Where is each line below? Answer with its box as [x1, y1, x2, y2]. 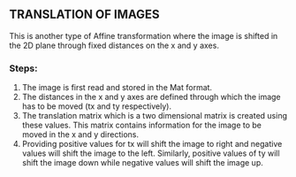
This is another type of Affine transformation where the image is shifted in [9, 30, 278, 41]
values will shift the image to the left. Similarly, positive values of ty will [21, 148, 280, 158]
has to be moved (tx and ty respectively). [21, 101, 172, 112]
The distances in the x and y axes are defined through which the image [21, 92, 281, 103]
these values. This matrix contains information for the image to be [21, 119, 262, 131]
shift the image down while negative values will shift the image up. [21, 158, 263, 168]
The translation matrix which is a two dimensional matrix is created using [21, 111, 287, 121]
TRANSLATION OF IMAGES [9, 7, 161, 22]
